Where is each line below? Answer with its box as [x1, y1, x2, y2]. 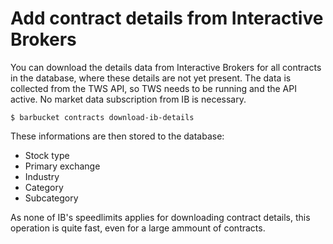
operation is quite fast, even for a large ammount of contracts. [10, 222, 266, 234]
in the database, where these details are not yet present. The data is [10, 72, 292, 84]
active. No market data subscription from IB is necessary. [10, 93, 247, 105]
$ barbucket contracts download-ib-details [10, 112, 195, 122]
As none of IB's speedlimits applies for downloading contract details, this [10, 211, 311, 223]
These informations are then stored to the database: [10, 130, 225, 142]
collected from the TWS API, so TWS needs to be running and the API [10, 82, 297, 94]
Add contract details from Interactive [10, 7, 324, 30]
